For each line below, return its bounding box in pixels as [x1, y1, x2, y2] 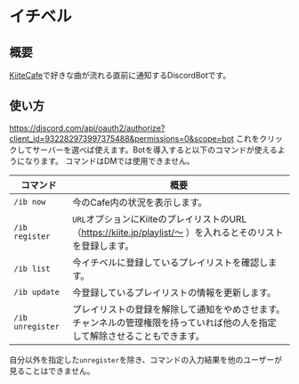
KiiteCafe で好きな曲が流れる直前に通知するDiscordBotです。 [9, 70, 231, 80]
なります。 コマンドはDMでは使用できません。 [24, 155, 195, 166]
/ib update [13, 287, 60, 297]
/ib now [13, 196, 46, 207]
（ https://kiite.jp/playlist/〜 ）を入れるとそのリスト [72, 226, 284, 239]
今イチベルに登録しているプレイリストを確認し [72, 256, 269, 268]
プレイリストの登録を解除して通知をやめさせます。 [72, 303, 286, 315]
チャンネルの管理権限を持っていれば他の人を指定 [72, 316, 278, 329]
